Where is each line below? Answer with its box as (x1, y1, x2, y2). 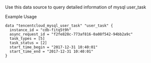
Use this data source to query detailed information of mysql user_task (5, 4, 147, 10)
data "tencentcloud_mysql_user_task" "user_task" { (5, 23, 113, 28)
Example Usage (5, 14, 37, 19)
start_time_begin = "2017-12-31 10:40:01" (9, 45, 98, 50)
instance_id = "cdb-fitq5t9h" (9, 28, 71, 32)
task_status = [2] (9, 40, 48, 45)
